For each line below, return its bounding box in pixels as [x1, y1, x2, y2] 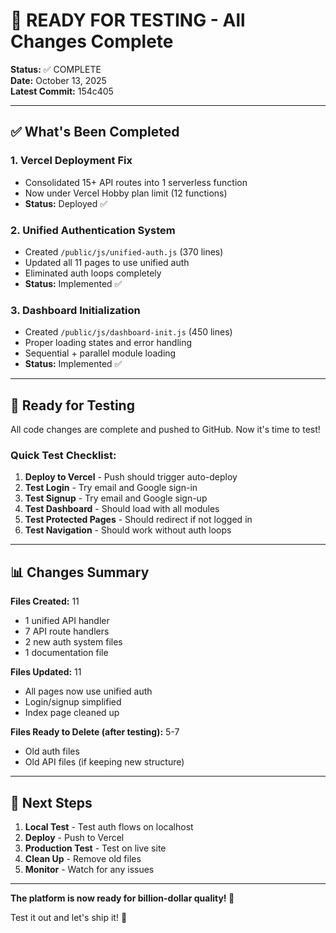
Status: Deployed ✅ [24, 197, 108, 209]
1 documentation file [24, 647, 109, 659]
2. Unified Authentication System [10, 223, 176, 237]
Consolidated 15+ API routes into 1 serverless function [24, 176, 248, 188]
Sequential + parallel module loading [24, 347, 177, 359]
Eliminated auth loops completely [24, 267, 162, 279]
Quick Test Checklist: [10, 448, 117, 462]
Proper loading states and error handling [24, 337, 193, 349]
